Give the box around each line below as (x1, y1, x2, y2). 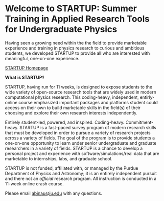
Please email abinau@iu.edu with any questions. (5, 190, 103, 196)
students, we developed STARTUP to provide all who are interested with (5, 50, 150, 56)
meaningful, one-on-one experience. (5, 55, 80, 61)
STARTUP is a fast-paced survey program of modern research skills (19, 124, 157, 130)
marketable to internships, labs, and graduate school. (5, 156, 113, 161)
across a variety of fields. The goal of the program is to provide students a (5, 135, 155, 141)
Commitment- (125, 119, 154, 125)
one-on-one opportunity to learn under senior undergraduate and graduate (5, 140, 157, 146)
